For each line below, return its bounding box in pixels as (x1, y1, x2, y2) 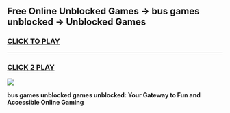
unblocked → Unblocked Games (7, 16, 146, 28)
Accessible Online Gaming (7, 98, 84, 106)
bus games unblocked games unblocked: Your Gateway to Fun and (7, 90, 201, 99)
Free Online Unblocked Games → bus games (7, 5, 200, 17)
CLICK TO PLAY (7, 37, 60, 47)
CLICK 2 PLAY (7, 62, 55, 72)
